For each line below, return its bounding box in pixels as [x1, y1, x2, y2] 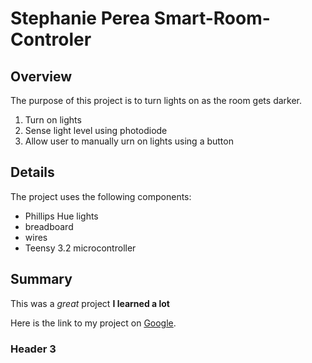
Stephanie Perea [10, 7, 151, 30]
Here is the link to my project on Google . [10, 317, 177, 329]
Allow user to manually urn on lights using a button [24, 135, 234, 147]
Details [10, 164, 55, 181]
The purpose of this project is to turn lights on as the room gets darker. [10, 95, 303, 106]
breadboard [24, 220, 74, 232]
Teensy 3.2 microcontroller [24, 242, 137, 254]
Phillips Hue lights [24, 210, 99, 222]
